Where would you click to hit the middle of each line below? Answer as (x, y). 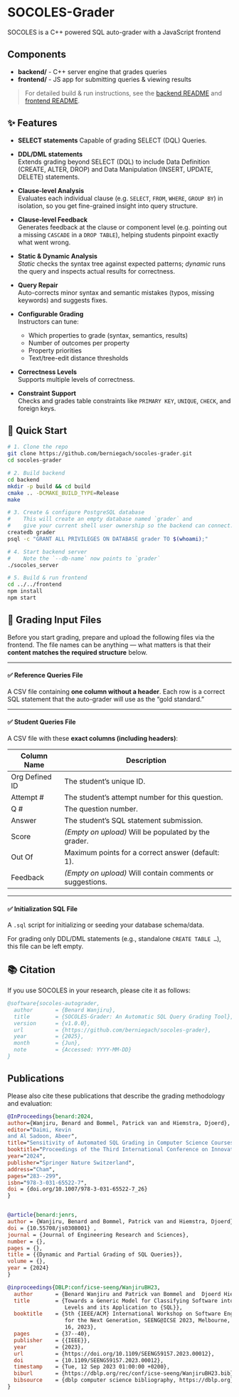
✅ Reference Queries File (45, 675)
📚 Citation (31, 970)
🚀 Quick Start (37, 431)
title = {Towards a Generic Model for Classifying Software (116, 1301)
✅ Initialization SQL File (43, 908)
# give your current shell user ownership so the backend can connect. (121, 526)
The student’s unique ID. (105, 781)
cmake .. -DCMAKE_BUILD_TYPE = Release (63, 493)
